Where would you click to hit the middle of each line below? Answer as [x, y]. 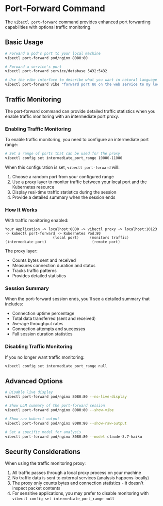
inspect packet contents [36, 488]
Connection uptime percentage [43, 314]
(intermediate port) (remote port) [63, 242]
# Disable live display [29, 392]
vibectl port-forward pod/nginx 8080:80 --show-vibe [59, 410]
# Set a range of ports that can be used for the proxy [63, 154]
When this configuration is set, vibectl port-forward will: [62, 167]
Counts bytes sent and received [44, 260]
